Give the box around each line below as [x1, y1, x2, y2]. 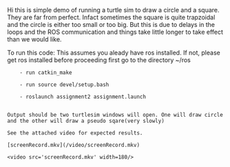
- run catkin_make [19, 69, 72, 76]
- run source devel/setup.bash [19, 81, 109, 88]
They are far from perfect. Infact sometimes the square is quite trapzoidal [7, 13, 216, 21]
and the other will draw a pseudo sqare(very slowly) [7, 117, 165, 124]
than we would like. [7, 35, 62, 43]
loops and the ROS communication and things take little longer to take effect [7, 28, 224, 36]
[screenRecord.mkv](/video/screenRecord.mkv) [7, 141, 140, 148]
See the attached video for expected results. [7, 130, 143, 137]
